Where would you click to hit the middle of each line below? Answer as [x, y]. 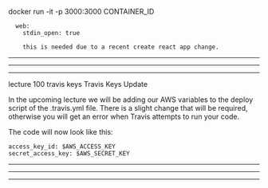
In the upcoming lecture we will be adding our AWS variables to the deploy [131, 100]
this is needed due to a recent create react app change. [121, 47]
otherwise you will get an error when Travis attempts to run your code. [124, 116]
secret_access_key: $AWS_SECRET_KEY [69, 154]
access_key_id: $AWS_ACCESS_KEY [62, 147]
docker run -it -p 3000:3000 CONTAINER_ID [81, 12]
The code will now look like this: [61, 132]
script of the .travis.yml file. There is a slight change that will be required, [128, 108]
